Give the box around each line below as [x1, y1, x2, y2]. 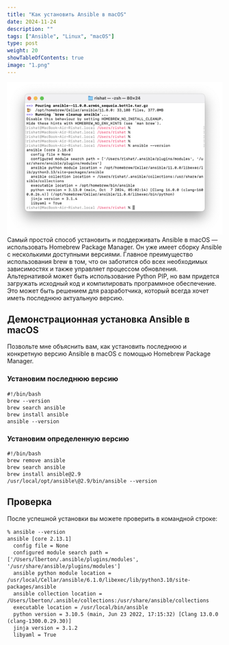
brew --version [7, 398, 51, 404]
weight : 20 [7, 47, 38, 54]
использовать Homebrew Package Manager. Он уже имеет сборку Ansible [7, 243, 222, 251]
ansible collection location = [13, 590, 103, 597]
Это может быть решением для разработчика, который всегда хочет [7, 287, 209, 295]
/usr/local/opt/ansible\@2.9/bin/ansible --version [7, 477, 157, 485]
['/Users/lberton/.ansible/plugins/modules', [7, 556, 139, 563]
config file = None [13, 542, 69, 549]
